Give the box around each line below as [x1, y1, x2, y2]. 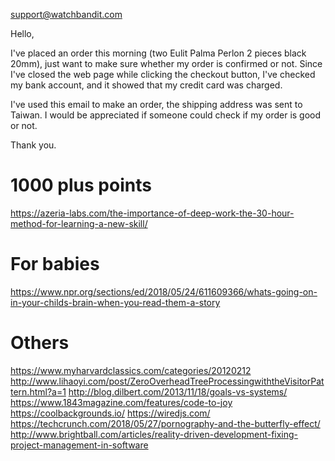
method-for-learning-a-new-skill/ [10, 217, 148, 229]
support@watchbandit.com [10, 9, 123, 20]
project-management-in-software [10, 439, 149, 451]
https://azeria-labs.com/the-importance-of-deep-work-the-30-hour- [10, 207, 295, 219]
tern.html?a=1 [10, 385, 67, 398]
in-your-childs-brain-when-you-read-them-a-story [10, 296, 221, 308]
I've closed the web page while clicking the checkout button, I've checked [10, 69, 316, 80]
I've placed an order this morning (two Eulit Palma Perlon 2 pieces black [10, 47, 307, 59]
